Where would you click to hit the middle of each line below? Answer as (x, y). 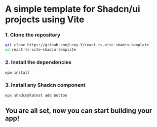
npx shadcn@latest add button (36, 95)
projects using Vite (45, 19)
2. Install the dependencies (38, 63)
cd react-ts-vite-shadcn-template (41, 50)
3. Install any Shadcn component (45, 85)
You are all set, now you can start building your (79, 111)
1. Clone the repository (33, 35)
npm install (17, 72)
